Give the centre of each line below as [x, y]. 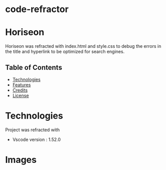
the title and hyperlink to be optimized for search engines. [65, 52]
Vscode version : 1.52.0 [37, 139]
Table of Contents [34, 67]
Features [22, 84]
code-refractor [37, 9]
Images [21, 160]
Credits [20, 90]
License [21, 95]
